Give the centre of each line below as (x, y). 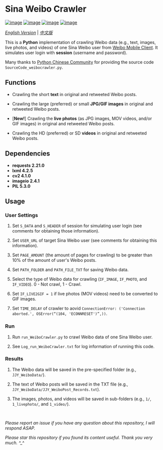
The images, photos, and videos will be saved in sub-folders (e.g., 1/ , (82, 399)
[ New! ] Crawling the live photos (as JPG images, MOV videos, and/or (82, 118)
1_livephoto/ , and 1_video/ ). (41, 404)
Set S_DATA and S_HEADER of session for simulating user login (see (77, 226)
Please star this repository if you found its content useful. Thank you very (79, 437)
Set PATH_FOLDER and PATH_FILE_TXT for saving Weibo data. (70, 270)
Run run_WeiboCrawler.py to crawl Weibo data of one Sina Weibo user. (82, 337)
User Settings (21, 215)
